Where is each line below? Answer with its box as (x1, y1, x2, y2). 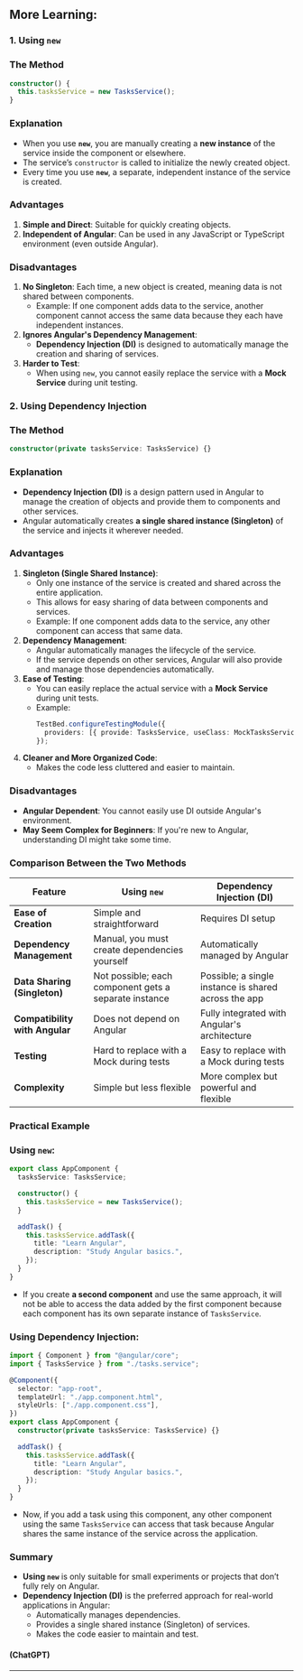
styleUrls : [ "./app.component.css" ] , (17, 1401, 160, 1410)
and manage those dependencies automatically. (35, 664, 215, 674)
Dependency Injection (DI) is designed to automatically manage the (35, 339, 289, 350)
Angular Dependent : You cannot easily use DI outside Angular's (22, 805, 262, 816)
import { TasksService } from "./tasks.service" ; (9, 1359, 200, 1369)
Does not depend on (93, 1013, 180, 1026)
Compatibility (14, 1013, 74, 1026)
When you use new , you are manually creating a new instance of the (22, 137, 276, 148)
